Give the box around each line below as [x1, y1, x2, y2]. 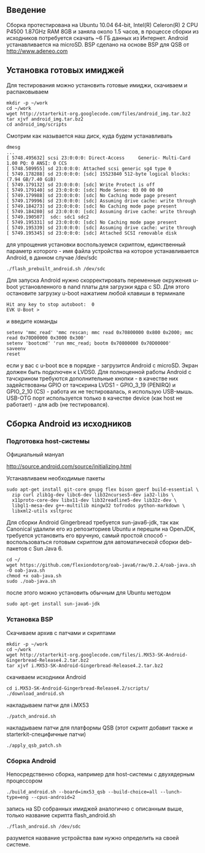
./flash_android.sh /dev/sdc [6, 823, 81, 830]
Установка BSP [6, 615, 53, 624]
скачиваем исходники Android [6, 673, 86, 680]
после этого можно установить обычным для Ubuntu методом [6, 589, 171, 596]
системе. [6, 841, 31, 848]
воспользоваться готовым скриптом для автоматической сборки [6, 539, 179, 546]
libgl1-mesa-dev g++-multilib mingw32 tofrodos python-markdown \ [12, 503, 185, 509]
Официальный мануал [6, 451, 64, 458]
